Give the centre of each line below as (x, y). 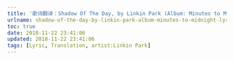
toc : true (22, 26)
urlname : (20, 20)
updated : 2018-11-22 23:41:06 (51, 39)
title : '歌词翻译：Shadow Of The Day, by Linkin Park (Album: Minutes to (114, 13)
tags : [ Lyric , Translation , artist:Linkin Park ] (79, 46)
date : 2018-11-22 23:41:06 (46, 33)
